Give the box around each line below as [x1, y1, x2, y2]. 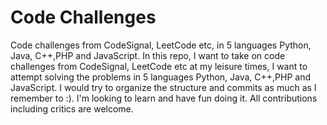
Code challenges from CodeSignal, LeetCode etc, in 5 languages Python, [10, 39, 312, 51]
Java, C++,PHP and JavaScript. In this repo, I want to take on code [10, 49, 286, 61]
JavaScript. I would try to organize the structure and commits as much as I [10, 81, 317, 93]
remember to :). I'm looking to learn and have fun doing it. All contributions [10, 92, 318, 104]
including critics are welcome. [10, 102, 134, 115]
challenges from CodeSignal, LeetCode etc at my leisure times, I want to [10, 60, 308, 72]
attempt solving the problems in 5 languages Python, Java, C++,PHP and [10, 71, 312, 83]
